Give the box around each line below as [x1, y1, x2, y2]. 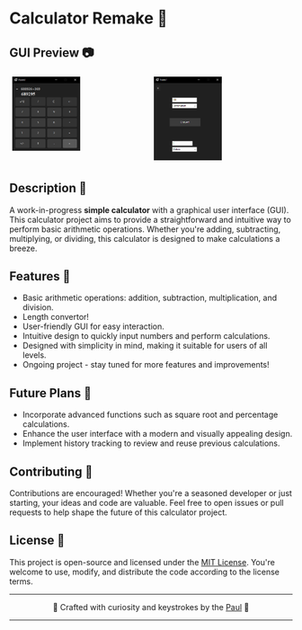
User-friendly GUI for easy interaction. [22, 321, 164, 332]
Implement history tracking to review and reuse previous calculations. [22, 438, 280, 448]
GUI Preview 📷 [9, 45, 94, 60]
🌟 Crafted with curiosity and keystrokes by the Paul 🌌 [52, 601, 250, 612]
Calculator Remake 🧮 [9, 8, 168, 29]
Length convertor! [22, 312, 90, 323]
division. [22, 302, 54, 313]
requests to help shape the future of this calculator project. [9, 507, 227, 518]
